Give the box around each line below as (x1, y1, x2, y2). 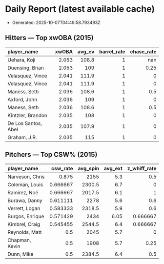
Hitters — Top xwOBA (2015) (5, 34, 94, 42)
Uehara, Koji (7, 56, 36, 63)
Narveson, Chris (7, 173, 45, 180)
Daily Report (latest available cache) (5, 3, 155, 15)
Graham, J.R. (7, 134, 38, 141)
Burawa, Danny (7, 197, 42, 203)
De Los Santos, (7, 120, 42, 126)
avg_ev (77, 48, 95, 55)
